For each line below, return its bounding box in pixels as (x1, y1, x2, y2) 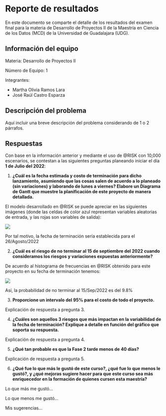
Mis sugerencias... (5, 405, 43, 411)
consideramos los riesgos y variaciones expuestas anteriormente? (12, 254, 153, 260)
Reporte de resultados (5, 3, 99, 14)
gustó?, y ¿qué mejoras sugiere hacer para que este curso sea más (12, 371, 154, 377)
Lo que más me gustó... (5, 386, 54, 392)
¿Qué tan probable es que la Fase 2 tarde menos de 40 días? (12, 346, 139, 352)
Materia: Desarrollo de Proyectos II (5, 58, 76, 64)
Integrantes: (5, 77, 30, 83)
